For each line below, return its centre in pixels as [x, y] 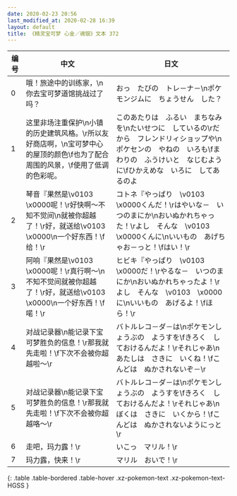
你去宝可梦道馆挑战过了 [65, 94]
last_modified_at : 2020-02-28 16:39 [61, 20]
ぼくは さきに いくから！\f [165, 414]
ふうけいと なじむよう [183, 160]
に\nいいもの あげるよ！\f [161, 303]
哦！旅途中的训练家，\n [65, 83]
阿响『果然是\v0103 [60, 261]
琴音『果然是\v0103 [60, 194]
